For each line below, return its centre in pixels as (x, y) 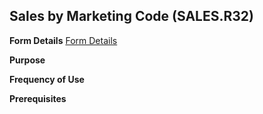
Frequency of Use (47, 79)
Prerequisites (38, 98)
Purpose (27, 60)
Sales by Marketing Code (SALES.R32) (131, 16)
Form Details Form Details (63, 40)
